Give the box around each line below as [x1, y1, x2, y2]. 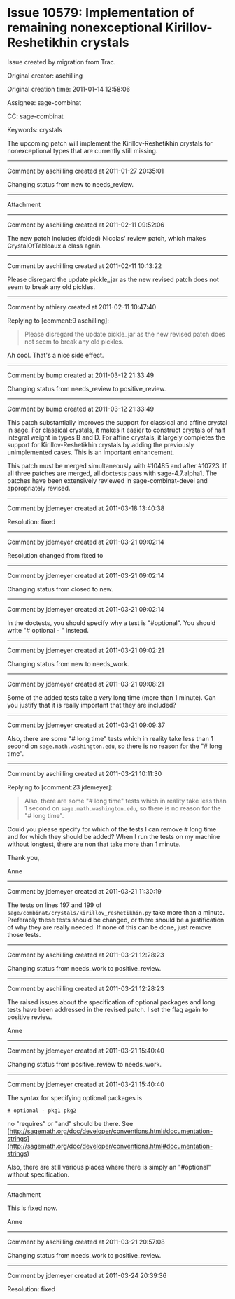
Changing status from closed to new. [7, 584, 113, 593]
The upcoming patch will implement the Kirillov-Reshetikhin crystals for [7, 139, 213, 148]
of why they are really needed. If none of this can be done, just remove [7, 922, 212, 932]
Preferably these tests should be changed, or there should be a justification [7, 915, 225, 924]
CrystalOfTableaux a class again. [7, 241, 103, 250]
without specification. [7, 1170, 70, 1179]
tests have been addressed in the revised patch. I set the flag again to [7, 1005, 208, 1013]
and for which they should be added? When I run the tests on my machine [7, 832, 220, 841]
